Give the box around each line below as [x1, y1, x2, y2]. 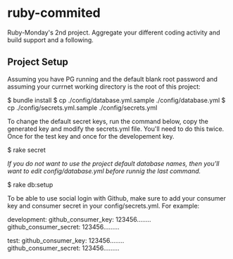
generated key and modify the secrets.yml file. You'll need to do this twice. [7, 125, 225, 133]
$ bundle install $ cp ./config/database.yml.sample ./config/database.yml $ [7, 96, 226, 104]
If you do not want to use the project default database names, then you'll [7, 159, 220, 168]
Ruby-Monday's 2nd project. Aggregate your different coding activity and [7, 28, 220, 37]
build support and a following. [7, 35, 94, 44]
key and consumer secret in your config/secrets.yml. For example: [7, 201, 200, 210]
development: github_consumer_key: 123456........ [7, 215, 151, 223]
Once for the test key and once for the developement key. [7, 132, 175, 140]
